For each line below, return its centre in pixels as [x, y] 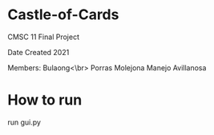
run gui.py [24, 122]
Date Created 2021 [38, 52]
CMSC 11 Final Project [43, 37]
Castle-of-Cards [63, 15]
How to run [45, 100]
